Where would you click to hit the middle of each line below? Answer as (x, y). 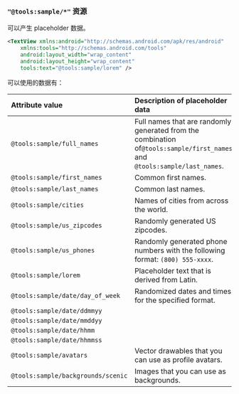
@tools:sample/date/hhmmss (57, 340)
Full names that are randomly (183, 121)
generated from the (166, 130)
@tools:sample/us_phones (53, 250)
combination (155, 139)
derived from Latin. (166, 279)
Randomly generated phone (181, 241)
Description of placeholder (181, 100)
